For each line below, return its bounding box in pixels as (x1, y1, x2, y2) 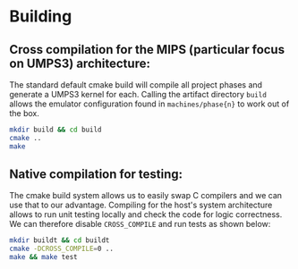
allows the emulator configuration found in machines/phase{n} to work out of (9, 98, 290, 109)
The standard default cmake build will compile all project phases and (9, 80, 262, 90)
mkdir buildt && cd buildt (9, 236, 110, 245)
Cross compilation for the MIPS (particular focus (9, 42, 285, 57)
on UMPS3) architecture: (9, 55, 150, 71)
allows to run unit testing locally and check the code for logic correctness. (9, 209, 283, 220)
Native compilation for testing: (9, 167, 183, 182)
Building (9, 6, 72, 27)
